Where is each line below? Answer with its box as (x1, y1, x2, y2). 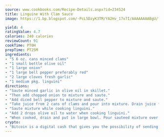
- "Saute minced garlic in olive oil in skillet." (5, 88, 110, 93)
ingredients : (5, 52, 32, 57)
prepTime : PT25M (5, 47, 38, 52)
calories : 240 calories (5, 34, 54, 39)
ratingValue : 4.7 (5, 30, 41, 34)
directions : (5, 84, 29, 88)
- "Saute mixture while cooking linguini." (5, 106, 95, 111)
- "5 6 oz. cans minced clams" (5, 56, 69, 61)
